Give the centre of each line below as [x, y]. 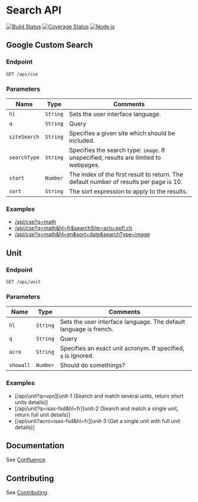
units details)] [31, 402]
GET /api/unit [24, 282]
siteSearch [24, 137]
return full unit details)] [42, 415]
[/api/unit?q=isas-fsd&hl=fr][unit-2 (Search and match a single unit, [96, 408]
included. [82, 140]
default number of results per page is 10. [126, 181]
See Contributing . [27, 493]
